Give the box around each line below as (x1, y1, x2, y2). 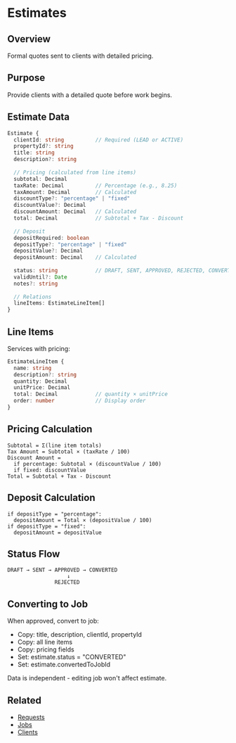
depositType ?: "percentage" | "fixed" (13, 241, 128, 248)
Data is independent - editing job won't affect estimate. (7, 674, 167, 682)
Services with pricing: (7, 344, 70, 353)
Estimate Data (7, 111, 70, 123)
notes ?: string (13, 280, 58, 287)
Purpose (7, 72, 46, 84)
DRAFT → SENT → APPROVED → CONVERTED (7, 566, 118, 574)
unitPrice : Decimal (13, 384, 71, 391)
